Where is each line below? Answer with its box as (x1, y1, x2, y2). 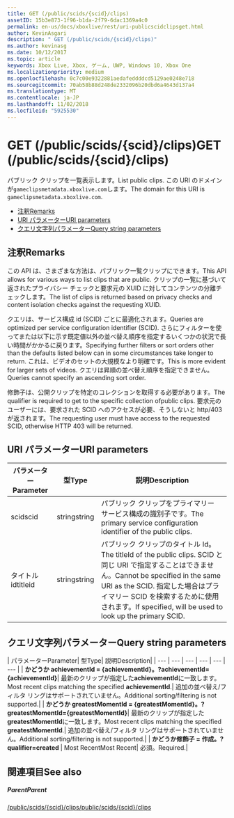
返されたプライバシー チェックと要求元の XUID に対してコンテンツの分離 (7, 283, 216, 292)
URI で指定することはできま (116, 560, 208, 570)
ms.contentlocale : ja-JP (7, 95, 79, 102)
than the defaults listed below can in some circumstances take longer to (7, 349, 214, 357)
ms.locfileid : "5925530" (7, 107, 79, 114)
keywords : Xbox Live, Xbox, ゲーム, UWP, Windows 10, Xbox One (7, 62, 192, 69)
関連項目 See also (7, 766, 82, 778)
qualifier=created (7, 744, 59, 752)
